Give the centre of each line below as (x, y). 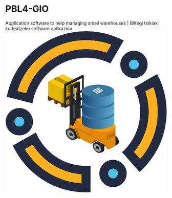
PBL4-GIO (27, 9)
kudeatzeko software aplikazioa (39, 28)
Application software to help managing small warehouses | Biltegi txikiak (82, 23)
